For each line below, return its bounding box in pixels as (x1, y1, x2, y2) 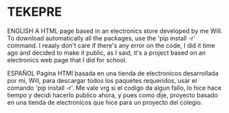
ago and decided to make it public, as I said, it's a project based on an (7, 49, 206, 57)
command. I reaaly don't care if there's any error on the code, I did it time (7, 41, 215, 49)
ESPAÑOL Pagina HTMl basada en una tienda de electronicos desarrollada (7, 69, 219, 77)
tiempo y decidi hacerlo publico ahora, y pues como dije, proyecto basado (7, 90, 219, 99)
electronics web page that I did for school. (7, 55, 128, 64)
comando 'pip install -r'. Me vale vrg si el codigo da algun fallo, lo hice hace (7, 84, 222, 92)
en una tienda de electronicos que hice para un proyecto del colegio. (7, 98, 203, 106)
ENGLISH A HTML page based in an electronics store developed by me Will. (7, 27, 223, 35)
